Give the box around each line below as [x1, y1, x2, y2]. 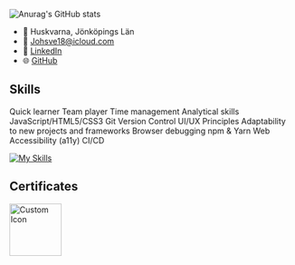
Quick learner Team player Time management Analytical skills [9, 105, 240, 117]
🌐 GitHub [22, 55, 58, 65]
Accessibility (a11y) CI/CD [9, 134, 105, 145]
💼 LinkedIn [22, 45, 62, 56]
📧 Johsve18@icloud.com [22, 36, 115, 46]
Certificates [9, 179, 79, 194]
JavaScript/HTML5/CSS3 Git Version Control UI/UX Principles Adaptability [9, 115, 287, 126]
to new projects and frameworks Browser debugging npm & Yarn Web [9, 125, 271, 136]
